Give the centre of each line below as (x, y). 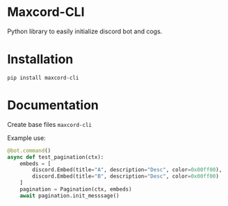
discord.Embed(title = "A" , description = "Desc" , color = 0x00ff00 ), (127, 170)
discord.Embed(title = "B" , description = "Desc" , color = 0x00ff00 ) (125, 177)
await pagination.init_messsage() (70, 196)
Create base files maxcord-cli (50, 124)
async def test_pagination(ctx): (56, 157)
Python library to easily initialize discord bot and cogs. (85, 31)
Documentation (53, 105)
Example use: (27, 138)
